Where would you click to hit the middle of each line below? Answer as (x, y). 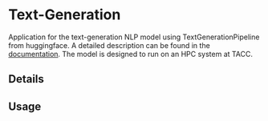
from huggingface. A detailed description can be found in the (109, 45)
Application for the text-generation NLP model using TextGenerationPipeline (134, 37)
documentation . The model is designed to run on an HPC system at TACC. (131, 54)
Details (26, 79)
